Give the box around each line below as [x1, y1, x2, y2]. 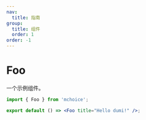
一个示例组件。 [6, 84, 44, 91]
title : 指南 [12, 15, 41, 21]
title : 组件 [12, 26, 41, 32]
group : [6, 20, 23, 26]
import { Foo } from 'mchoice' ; [6, 96, 89, 102]
